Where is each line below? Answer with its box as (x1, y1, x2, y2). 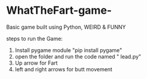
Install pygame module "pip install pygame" (14, 46, 122, 54)
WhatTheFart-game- (6, 4, 112, 17)
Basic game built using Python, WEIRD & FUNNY (6, 23, 126, 31)
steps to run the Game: (6, 35, 63, 42)
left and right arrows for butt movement (14, 65, 113, 72)
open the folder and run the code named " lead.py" (14, 53, 142, 60)
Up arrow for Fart (14, 59, 58, 66)
